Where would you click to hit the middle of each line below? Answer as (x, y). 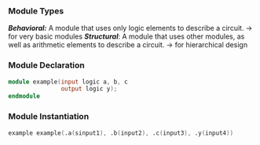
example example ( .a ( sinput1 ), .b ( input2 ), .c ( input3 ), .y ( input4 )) (121, 133)
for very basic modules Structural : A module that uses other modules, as (126, 36)
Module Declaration (46, 65)
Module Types (36, 11)
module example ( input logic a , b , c (68, 82)
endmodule (24, 96)
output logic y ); (89, 89)
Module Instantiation (49, 117)
